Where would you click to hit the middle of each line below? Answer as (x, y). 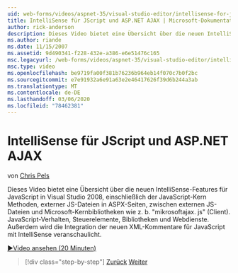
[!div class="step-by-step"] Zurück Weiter (86, 262)
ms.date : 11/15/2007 (38, 47)
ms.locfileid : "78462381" (45, 106)
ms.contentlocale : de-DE (44, 93)
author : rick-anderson (41, 27)
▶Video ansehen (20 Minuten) (52, 248)
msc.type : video (31, 66)
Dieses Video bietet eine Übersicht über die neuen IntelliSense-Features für (118, 189)
